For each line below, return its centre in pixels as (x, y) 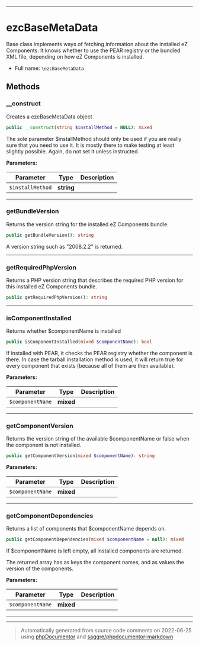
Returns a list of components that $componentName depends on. (86, 529)
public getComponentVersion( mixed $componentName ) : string (81, 456)
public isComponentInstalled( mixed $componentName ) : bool (79, 342)
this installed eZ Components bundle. (52, 286)
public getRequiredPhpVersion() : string (57, 297)
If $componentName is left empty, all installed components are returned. (95, 551)
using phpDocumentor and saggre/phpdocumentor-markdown (97, 637)
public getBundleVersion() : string (50, 235)
